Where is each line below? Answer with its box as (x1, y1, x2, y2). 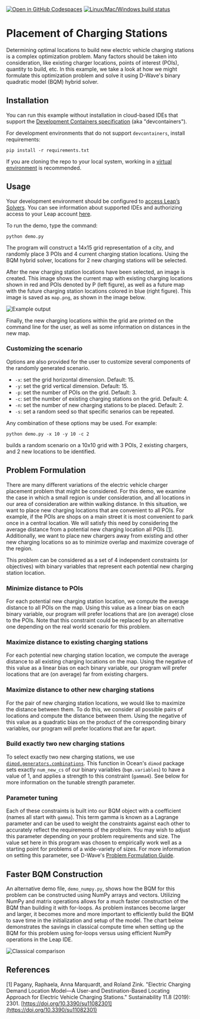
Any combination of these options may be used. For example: (6, 419, 157, 426)
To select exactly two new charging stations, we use (6, 753, 135, 760)
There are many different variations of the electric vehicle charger (6, 481, 168, 488)
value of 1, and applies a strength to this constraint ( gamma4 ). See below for (6, 772, 189, 780)
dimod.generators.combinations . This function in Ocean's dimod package (6, 759, 184, 766)
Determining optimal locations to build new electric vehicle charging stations (6, 46, 194, 53)
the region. (6, 545, 33, 552)
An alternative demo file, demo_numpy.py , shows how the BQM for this (6, 885, 175, 892)
